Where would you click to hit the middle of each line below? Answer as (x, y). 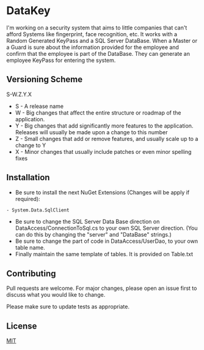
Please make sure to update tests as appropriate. (68, 306)
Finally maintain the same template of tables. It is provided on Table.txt (104, 254)
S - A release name (39, 106)
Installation (28, 177)
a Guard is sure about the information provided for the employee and (93, 47)
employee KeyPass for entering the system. (61, 60)
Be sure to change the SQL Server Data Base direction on (87, 222)
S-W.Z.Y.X (19, 94)
